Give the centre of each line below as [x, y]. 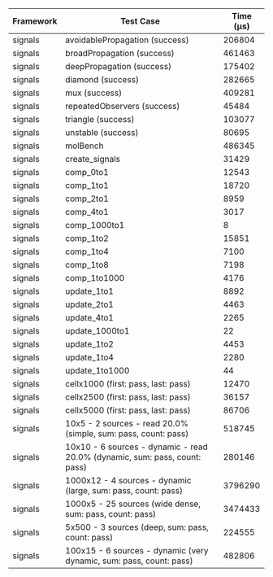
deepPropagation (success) [118, 66]
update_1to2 [89, 344]
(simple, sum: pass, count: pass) [127, 433]
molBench [84, 146]
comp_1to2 [87, 238]
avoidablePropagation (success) [127, 40]
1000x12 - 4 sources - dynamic [128, 481]
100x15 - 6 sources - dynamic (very [136, 551]
